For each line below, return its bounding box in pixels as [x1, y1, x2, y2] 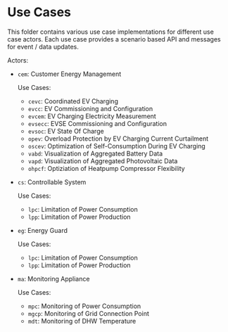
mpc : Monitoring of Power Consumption [27, 302, 141, 310]
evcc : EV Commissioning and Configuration [27, 104, 153, 113]
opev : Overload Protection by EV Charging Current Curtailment [27, 134, 209, 143]
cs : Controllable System [17, 177, 87, 186]
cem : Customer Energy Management [17, 70, 122, 78]
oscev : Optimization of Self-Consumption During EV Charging [27, 141, 205, 150]
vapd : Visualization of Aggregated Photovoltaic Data [27, 156, 178, 165]
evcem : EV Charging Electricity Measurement [27, 112, 156, 120]
